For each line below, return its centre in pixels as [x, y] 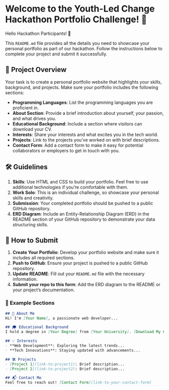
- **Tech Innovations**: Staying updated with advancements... [73, 350]
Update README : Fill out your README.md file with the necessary [78, 274]
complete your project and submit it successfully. [56, 54]
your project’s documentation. [44, 290]
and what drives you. [34, 118]
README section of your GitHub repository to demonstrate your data [84, 219]
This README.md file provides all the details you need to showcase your [77, 43]
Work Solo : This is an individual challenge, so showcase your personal [86, 192]
